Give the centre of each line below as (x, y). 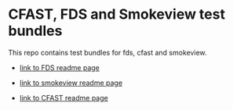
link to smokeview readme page (71, 83)
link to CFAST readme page (64, 98)
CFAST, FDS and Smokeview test (117, 14)
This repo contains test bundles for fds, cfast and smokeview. (107, 52)
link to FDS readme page (59, 67)
